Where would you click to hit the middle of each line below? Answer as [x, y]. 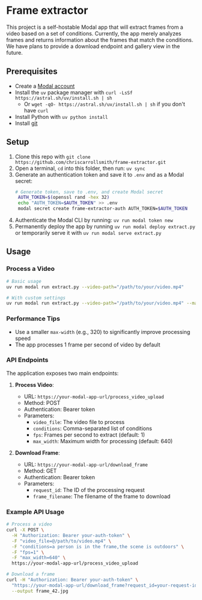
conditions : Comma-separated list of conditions [92, 428]
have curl [36, 110]
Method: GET [40, 471]
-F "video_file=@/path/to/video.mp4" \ [62, 541]
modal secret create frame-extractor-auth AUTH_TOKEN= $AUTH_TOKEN [103, 209]
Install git [26, 123]
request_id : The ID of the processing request [89, 489]
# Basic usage [24, 281]
